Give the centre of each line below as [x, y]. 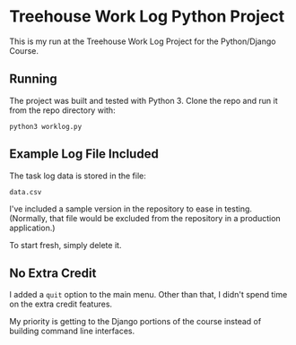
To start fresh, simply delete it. [65, 245]
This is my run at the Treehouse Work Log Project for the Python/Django [143, 41]
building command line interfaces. [72, 331]
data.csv [26, 192]
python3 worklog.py [46, 126]
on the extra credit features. [61, 304]
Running [34, 79]
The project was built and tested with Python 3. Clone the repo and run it [144, 100]
